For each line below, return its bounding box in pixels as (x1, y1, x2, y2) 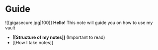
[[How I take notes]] (12, 39, 54, 45)
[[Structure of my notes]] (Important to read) (12, 34, 105, 40)
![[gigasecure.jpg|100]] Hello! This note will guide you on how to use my (5, 20, 153, 25)
